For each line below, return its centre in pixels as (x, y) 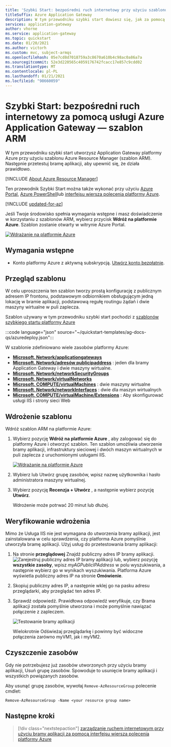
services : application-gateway (38, 24)
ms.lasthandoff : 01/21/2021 (35, 76)
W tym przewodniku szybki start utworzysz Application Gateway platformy (83, 153)
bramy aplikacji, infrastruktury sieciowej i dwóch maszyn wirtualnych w (87, 450)
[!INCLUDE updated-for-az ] (34, 204)
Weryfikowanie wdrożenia (48, 521)
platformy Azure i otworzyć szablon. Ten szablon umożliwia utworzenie (87, 444)
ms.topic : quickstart (28, 39)
